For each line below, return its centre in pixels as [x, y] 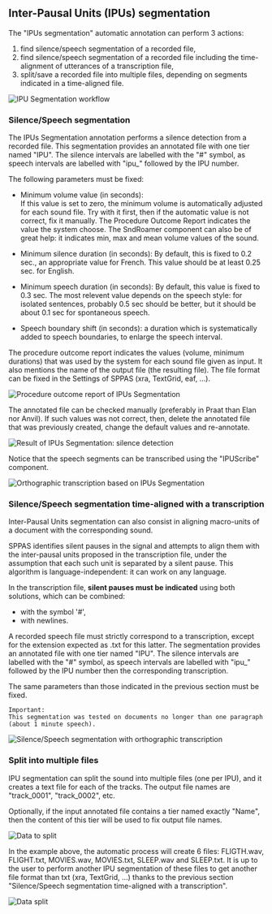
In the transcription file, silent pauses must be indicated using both [122, 588]
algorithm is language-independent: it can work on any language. [118, 572]
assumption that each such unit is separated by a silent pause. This [121, 563]
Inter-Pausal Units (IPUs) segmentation [110, 13]
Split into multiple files [54, 761]
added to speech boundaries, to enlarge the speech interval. [121, 337]
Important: [27, 710]
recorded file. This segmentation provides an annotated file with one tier [129, 146]
